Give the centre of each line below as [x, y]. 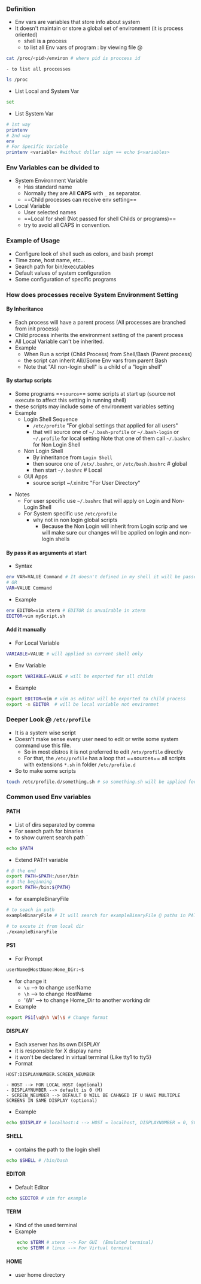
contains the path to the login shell [57, 1149]
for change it [31, 981]
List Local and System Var [47, 91]
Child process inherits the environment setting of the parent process [99, 335]
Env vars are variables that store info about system [77, 22]
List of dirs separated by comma [55, 824]
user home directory [40, 1274]
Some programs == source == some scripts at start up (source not [95, 394]
